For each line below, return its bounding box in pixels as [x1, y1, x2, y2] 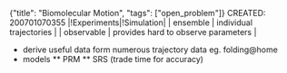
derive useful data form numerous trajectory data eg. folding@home [22, 44, 279, 55]
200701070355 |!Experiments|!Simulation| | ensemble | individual [9, 17, 252, 28]
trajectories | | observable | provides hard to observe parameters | [9, 27, 257, 37]
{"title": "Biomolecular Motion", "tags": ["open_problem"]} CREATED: [9, 8, 266, 18]
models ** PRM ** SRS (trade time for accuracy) [22, 54, 204, 64]
